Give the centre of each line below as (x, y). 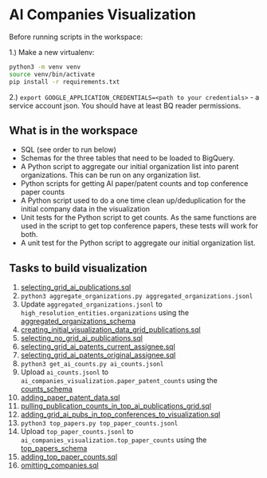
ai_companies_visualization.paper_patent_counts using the (119, 381)
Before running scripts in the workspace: (76, 37)
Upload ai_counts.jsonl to (65, 372)
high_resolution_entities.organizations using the (105, 313)
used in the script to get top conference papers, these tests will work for (139, 226)
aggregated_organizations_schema (78, 322)
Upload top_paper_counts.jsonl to (77, 432)
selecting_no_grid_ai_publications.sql (81, 338)
